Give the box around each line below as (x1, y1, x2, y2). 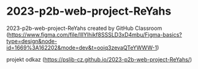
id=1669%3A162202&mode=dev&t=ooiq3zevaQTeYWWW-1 (6, 44, 158, 51)
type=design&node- (6, 37, 57, 45)
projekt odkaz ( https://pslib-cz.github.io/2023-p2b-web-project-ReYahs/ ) (6, 56, 192, 63)
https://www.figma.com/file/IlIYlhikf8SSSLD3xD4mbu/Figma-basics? (8, 31, 182, 38)
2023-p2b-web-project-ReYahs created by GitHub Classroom (6, 24, 162, 32)
